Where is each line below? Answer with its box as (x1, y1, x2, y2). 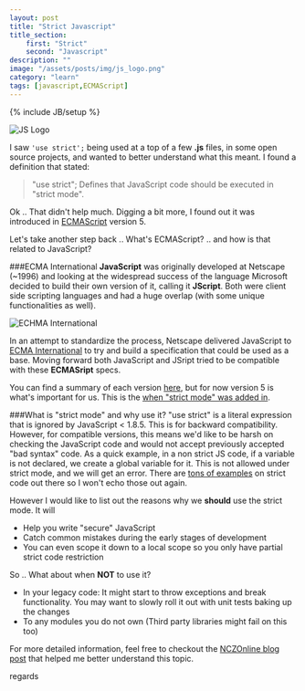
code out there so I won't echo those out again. (9, 476, 188, 488)
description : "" (9, 56, 71, 65)
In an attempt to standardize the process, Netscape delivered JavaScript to (9, 335, 292, 346)
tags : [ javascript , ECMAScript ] (9, 81, 129, 90)
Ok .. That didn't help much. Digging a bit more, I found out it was (9, 206, 256, 217)
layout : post (9, 13, 59, 23)
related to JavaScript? (9, 243, 92, 254)
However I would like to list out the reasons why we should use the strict (9, 495, 283, 506)
